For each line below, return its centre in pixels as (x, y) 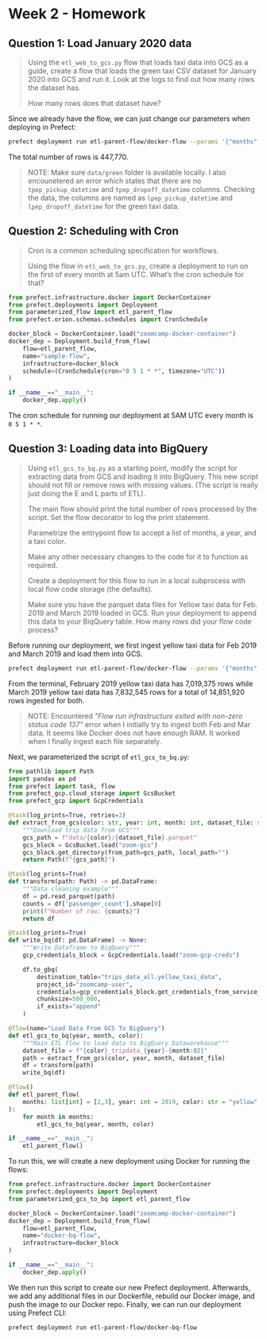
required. (43, 565)
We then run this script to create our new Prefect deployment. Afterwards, (130, 1287)
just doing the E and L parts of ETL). (87, 493)
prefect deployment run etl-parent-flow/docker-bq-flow (103, 1327)
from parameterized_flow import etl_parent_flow (90, 312)
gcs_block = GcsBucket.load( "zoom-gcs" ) (90, 845)
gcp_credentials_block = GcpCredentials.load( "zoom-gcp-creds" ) (131, 955)
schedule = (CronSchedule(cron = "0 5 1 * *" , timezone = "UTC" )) (124, 371)
